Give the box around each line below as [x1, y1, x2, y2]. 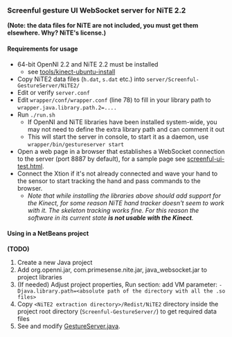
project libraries [17, 273, 62, 281]
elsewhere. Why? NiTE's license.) [7, 28, 107, 37]
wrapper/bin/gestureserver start [27, 141, 125, 148]
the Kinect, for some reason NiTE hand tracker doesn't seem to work [27, 198, 225, 207]
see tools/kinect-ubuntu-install [27, 67, 116, 76]
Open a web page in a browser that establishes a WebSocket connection [17, 147, 225, 155]
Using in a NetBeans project [7, 230, 89, 238]
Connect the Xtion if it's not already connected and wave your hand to [17, 169, 218, 178]
